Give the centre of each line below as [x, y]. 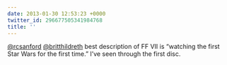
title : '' [22, 27]
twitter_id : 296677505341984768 [55, 20]
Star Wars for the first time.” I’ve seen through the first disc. [94, 54]
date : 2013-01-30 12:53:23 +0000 [57, 14]
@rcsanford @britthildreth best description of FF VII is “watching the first [114, 47]
